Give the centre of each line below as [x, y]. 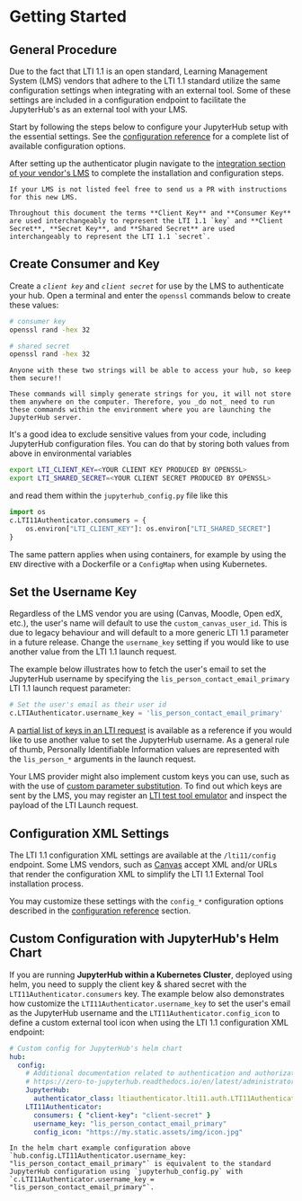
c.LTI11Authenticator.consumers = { [78, 520]
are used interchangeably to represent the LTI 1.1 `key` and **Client [146, 221]
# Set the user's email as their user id [88, 705]
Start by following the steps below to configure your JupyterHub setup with [149, 127]
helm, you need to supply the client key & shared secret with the [128, 984]
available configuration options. [67, 146]
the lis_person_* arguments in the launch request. [102, 759]
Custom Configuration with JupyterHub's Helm [144, 939]
